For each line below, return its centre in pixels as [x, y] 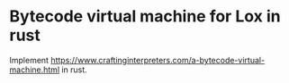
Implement [29, 60]
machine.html [35, 70]
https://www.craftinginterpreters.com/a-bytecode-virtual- [158, 60]
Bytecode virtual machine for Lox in [145, 17]
